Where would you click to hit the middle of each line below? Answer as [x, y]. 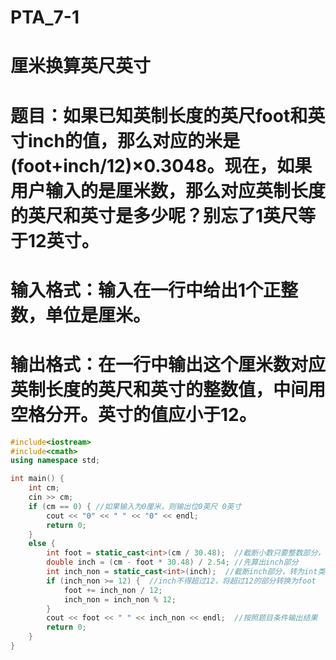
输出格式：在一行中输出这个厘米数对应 [168, 364]
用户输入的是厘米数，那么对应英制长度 [168, 190]
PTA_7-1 [45, 17]
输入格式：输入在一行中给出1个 [137, 290]
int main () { [37, 479]
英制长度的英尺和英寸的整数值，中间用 [168, 389]
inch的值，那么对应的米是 [134, 140]
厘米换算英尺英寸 [81, 66]
